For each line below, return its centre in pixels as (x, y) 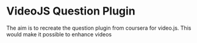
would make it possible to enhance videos (59, 34)
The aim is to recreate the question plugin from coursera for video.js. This (99, 28)
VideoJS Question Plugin (71, 11)
